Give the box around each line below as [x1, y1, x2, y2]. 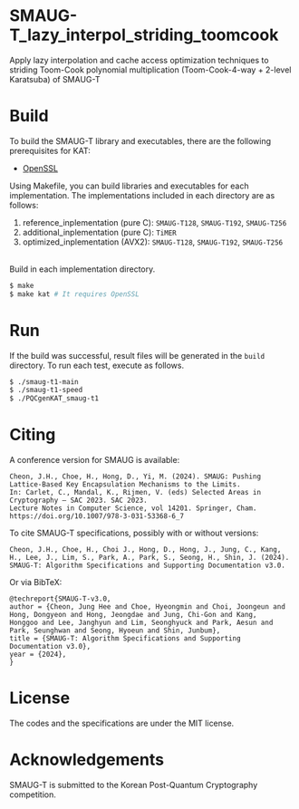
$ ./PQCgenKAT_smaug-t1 [9, 394, 100, 403]
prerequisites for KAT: [9, 145, 91, 156]
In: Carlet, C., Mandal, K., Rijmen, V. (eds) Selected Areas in [9, 488, 261, 497]
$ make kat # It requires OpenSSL [9, 289, 140, 299]
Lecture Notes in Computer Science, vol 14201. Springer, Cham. [9, 504, 257, 513]
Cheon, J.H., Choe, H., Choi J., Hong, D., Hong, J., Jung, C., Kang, [9, 545, 282, 554]
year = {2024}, [9, 650, 67, 660]
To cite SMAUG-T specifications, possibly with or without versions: [9, 527, 259, 539]
